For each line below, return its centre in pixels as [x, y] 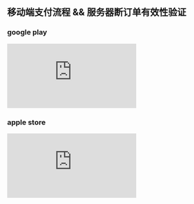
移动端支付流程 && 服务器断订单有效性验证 [97, 12]
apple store [26, 122]
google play [27, 32]
